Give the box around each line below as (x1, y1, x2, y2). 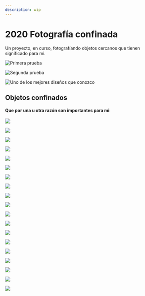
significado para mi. (5, 50, 46, 56)
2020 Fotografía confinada (5, 28, 118, 40)
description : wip (5, 7, 41, 12)
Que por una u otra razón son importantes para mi (5, 107, 110, 113)
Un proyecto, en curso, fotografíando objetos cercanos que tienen (5, 45, 140, 51)
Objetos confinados (5, 93, 68, 102)
